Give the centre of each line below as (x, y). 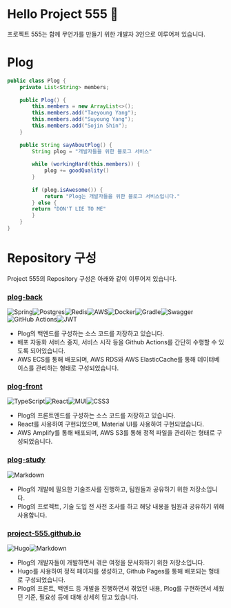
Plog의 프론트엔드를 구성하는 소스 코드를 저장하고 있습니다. (96, 415)
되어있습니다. (48, 351)
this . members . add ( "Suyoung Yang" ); (83, 119)
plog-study (27, 460)
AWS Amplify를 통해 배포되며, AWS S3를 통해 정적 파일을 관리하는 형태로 (116, 433)
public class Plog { (37, 81)
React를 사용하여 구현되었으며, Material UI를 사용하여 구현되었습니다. (111, 424)
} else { (44, 203)
